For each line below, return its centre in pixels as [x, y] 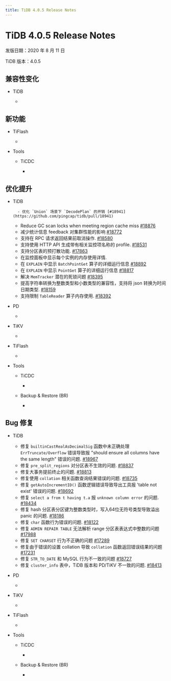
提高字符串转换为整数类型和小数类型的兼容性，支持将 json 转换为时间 [93, 283]
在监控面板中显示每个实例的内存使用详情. [64, 257]
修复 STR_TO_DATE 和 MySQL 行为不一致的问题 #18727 [76, 558]
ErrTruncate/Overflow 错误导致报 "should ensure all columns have [90, 452]
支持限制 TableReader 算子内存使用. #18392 [66, 296]
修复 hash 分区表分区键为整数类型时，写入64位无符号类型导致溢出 [90, 509]
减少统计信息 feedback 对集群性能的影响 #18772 [71, 232]
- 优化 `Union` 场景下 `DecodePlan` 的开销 [62, 212]
